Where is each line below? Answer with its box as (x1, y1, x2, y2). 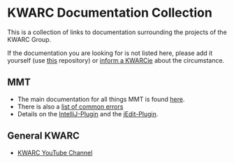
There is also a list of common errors (17, 102, 124, 111)
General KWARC (7, 130, 80, 142)
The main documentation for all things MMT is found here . (17, 95, 185, 103)
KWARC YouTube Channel (17, 148, 93, 157)
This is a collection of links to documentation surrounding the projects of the (7, 28, 227, 36)
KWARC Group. (7, 35, 52, 43)
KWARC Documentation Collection (7, 5, 213, 21)
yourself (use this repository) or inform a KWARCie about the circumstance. (7, 56, 225, 64)
